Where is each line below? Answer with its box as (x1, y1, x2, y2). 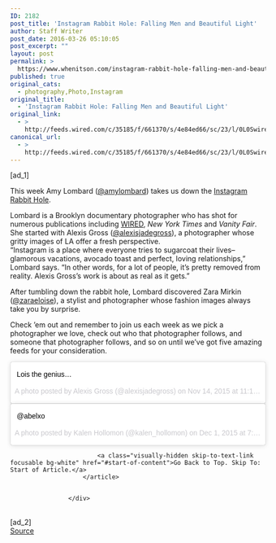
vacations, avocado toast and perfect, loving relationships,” (47, 254, 246, 264)
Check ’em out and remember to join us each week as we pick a (10, 320, 224, 330)
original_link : (10, 111, 62, 119)
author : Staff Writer (10, 27, 84, 35)
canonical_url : (10, 133, 62, 141)
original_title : (10, 95, 65, 103)
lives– (216, 245, 235, 255)
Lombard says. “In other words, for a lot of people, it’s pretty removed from (10, 262, 261, 273)
